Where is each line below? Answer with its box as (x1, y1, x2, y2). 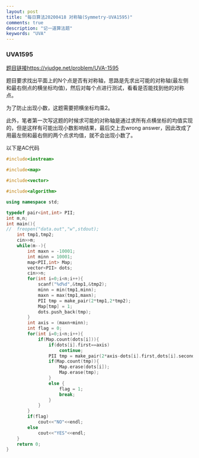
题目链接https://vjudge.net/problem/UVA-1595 (6, 65, 119, 72)
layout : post (6, 8, 38, 15)
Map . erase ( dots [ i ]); (59, 364, 110, 370)
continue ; (59, 347, 84, 353)
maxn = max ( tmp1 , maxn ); (37, 292, 97, 298)
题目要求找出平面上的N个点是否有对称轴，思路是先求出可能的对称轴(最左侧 (6, 77, 188, 84)
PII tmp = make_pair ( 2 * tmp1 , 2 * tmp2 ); (37, 297, 131, 304)
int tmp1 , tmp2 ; (17, 232, 54, 238)
